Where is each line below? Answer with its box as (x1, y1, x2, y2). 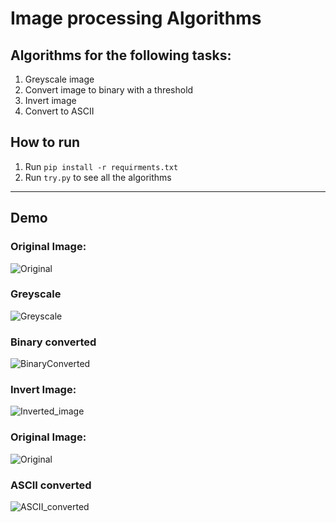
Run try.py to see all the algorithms (24, 171, 172, 183)
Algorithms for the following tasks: (10, 47, 232, 64)
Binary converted (10, 335, 97, 349)
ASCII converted (10, 478, 92, 492)
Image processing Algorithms (10, 7, 262, 30)
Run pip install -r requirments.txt (24, 160, 179, 172)
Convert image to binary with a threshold (24, 84, 194, 96)
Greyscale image (24, 73, 95, 85)
